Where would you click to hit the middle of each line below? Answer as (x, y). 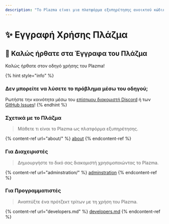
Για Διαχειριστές (27, 152)
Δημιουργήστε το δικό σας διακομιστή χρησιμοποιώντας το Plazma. (88, 163)
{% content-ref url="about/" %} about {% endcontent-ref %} (68, 138)
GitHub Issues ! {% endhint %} (36, 105)
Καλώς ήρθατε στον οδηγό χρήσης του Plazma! (55, 65)
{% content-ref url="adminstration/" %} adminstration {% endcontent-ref (81, 172)
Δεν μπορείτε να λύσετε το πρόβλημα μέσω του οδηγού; (77, 89)
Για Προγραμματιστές (33, 191)
